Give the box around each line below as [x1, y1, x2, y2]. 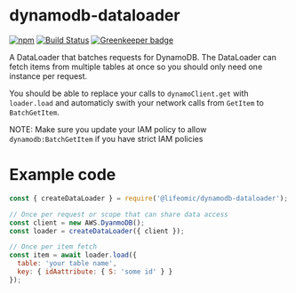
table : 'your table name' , [17, 259, 117, 268]
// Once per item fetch [9, 242, 98, 251]
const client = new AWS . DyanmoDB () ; [9, 218, 145, 227]
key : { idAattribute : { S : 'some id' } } [17, 267, 173, 276]
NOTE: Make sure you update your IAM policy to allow [9, 123, 207, 134]
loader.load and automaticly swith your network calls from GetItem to [9, 97, 264, 107]
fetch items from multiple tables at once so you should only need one [9, 61, 263, 72]
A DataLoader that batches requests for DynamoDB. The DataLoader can [9, 51, 277, 62]
